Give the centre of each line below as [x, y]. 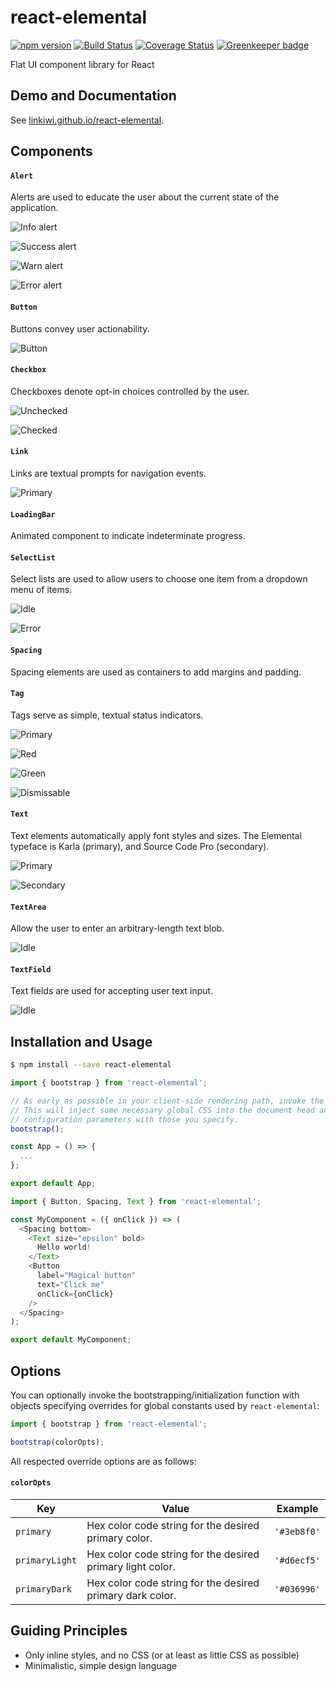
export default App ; [53, 1184]
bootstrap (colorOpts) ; [57, 1442]
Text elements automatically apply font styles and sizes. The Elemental [156, 835]
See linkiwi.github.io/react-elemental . [87, 120]
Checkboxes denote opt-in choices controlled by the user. [130, 391]
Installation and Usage [81, 1041]
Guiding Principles [69, 1631]
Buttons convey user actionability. [80, 328]
